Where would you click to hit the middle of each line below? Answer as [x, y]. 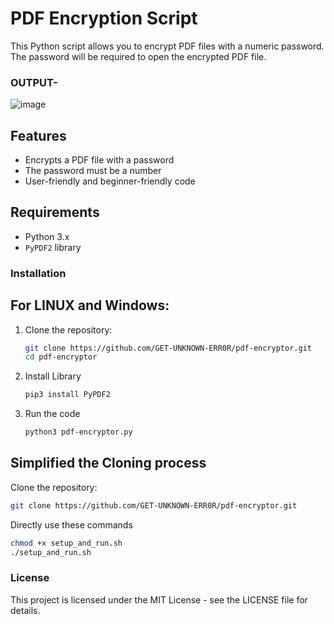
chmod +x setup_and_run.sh [66, 543]
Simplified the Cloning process [108, 463]
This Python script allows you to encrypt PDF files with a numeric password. [167, 46]
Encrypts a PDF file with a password [99, 160]
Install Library [53, 376]
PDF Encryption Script [104, 18]
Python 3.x [47, 236]
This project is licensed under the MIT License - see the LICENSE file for [159, 599]
